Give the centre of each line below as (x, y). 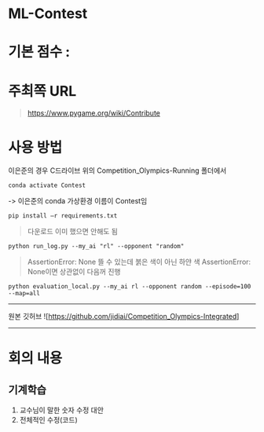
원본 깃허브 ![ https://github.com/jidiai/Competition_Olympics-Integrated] (124, 317)
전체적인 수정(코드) (48, 420)
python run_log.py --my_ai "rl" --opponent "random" (96, 247)
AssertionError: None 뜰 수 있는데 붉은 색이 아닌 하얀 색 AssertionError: (139, 262)
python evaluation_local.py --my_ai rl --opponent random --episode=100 (130, 287)
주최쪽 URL (42, 91)
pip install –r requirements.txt (63, 216)
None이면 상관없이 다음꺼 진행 (74, 272)
